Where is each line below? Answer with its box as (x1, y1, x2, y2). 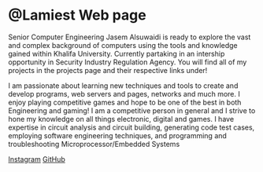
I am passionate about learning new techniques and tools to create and (8, 81, 239, 90)
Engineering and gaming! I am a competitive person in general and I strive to (8, 105, 256, 115)
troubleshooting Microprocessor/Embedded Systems (8, 139, 180, 148)
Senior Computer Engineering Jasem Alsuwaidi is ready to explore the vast (8, 32, 251, 42)
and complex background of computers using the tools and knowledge (8, 40, 238, 49)
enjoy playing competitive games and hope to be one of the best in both (8, 97, 242, 107)
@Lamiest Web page (8, 6, 147, 24)
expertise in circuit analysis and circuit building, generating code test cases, (8, 123, 255, 132)
